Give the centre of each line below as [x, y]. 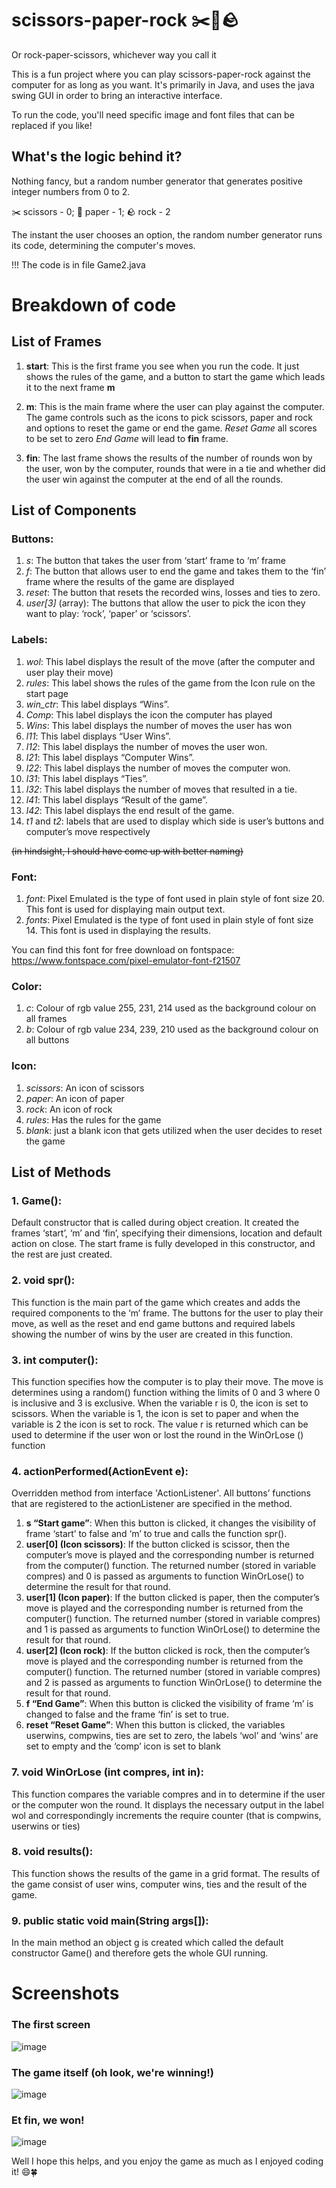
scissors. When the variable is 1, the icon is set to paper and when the [155, 1413]
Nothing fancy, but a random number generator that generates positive [157, 181]
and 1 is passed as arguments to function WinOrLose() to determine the [173, 1629]
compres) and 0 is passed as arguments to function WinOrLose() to [164, 1576]
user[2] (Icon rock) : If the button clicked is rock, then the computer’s [168, 1651]
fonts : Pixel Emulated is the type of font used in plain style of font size [169, 920]
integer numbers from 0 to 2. [71, 191]
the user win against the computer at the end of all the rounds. [154, 479]
